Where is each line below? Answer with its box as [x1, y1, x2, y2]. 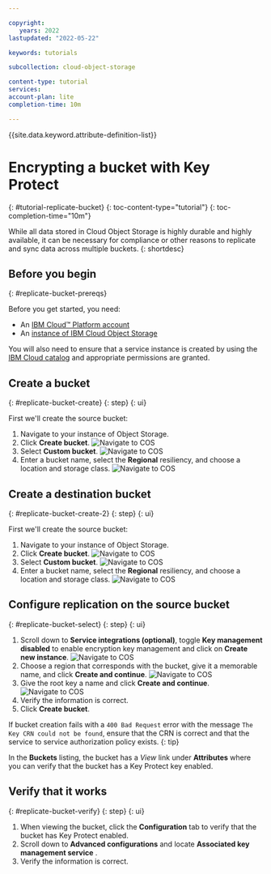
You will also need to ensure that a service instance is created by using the [8, 344, 258, 354]
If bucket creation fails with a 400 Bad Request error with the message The [8, 719, 253, 729]
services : [8, 86, 42, 94]
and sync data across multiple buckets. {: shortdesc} [8, 244, 184, 254]
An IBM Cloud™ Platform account [19, 320, 130, 330]
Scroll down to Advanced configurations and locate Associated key [19, 839, 250, 849]
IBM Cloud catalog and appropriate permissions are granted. [8, 353, 210, 363]
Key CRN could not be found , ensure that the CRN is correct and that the [8, 728, 250, 738]
